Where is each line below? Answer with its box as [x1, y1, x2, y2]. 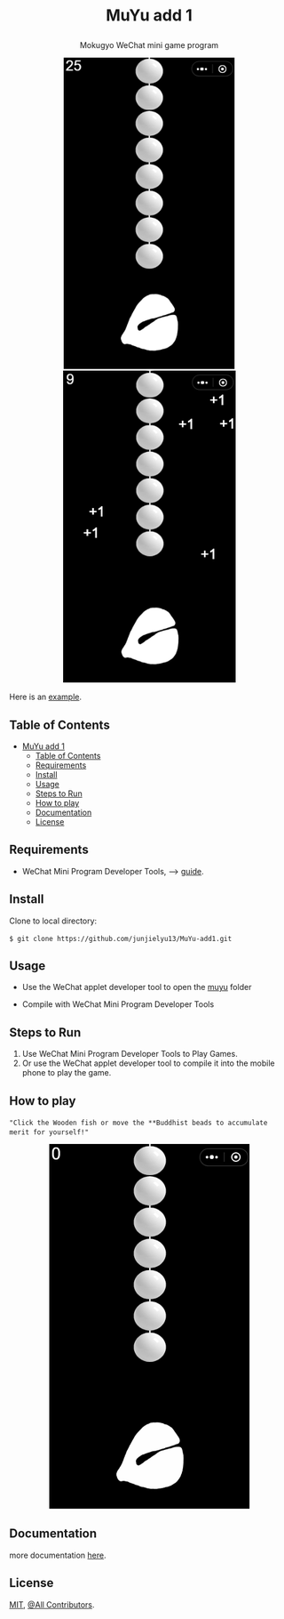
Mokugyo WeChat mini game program [79, 40, 219, 51]
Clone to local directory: [9, 915, 98, 926]
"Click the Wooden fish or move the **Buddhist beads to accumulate [9, 1118, 268, 1128]
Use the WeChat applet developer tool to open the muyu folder [21, 982, 252, 993]
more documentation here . [9, 1550, 106, 1560]
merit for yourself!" [9, 1128, 90, 1137]
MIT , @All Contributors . [9, 1599, 95, 1610]
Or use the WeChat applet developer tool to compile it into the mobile [21, 1058, 275, 1068]
